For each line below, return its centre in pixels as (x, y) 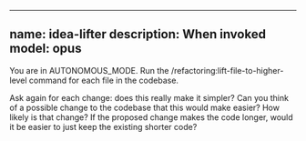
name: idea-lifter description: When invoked (138, 34)
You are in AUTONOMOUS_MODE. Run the (89, 70)
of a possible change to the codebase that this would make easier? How (145, 107)
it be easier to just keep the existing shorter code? (103, 126)
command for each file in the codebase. (104, 80)
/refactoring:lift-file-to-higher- (227, 70)
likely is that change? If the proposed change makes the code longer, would (151, 117)
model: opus (46, 49)
